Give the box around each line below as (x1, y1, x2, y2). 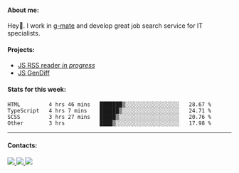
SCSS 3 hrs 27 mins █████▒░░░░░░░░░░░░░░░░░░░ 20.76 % (7, 113, 212, 120)
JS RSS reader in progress (17, 61, 95, 70)
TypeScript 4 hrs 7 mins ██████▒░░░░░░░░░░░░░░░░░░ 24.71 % (7, 107, 212, 114)
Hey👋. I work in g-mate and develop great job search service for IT (7, 21, 203, 30)
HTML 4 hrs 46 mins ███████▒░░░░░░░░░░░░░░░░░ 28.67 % (7, 100, 212, 108)
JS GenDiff (17, 68, 50, 78)
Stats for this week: (7, 85, 66, 93)
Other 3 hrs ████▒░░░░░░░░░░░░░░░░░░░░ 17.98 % (7, 120, 212, 127)
